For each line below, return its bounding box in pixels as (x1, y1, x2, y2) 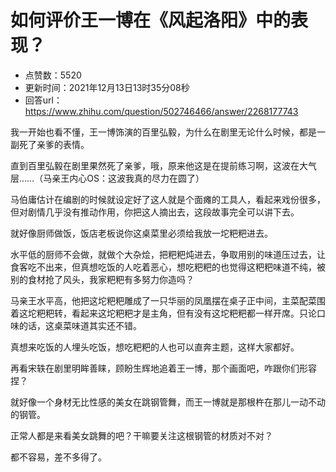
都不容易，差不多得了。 (10, 451, 107, 463)
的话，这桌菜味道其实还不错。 (18, 319, 142, 331)
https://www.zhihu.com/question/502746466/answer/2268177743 (24, 105, 299, 117)
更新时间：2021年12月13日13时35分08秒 (24, 81, 190, 93)
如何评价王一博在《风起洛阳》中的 (10, 9, 292, 32)
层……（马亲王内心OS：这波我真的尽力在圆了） (10, 172, 205, 184)
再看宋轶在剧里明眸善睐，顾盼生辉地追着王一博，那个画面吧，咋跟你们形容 (10, 362, 317, 374)
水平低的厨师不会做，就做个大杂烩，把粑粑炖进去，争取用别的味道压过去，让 (10, 248, 326, 260)
